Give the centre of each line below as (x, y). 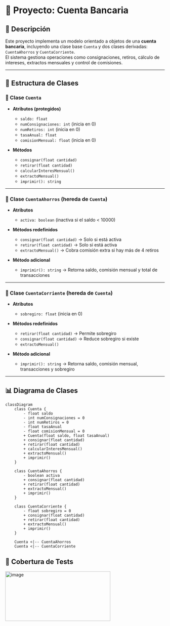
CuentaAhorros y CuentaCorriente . (40, 52)
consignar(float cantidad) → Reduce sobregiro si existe (79, 339)
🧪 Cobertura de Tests (39, 562)
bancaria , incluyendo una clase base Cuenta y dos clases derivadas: (76, 47)
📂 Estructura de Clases (42, 83)
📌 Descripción (28, 29)
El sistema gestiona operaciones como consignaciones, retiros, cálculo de (82, 57)
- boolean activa (41, 476)
